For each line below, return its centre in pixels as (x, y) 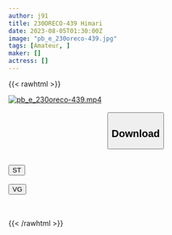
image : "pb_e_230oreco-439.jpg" (63, 38)
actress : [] (28, 61)
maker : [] (25, 53)
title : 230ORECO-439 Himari (56, 23)
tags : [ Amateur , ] (39, 46)
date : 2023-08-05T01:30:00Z (56, 31)
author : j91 (28, 16)
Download (136, 133)
